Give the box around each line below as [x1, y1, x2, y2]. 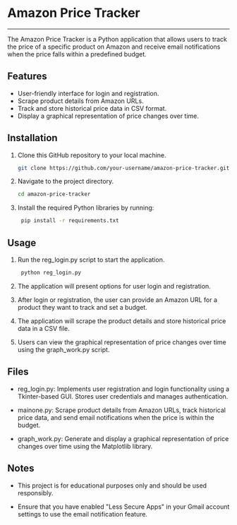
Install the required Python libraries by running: [17, 203, 154, 212]
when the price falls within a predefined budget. [7, 49, 147, 58]
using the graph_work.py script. [17, 345, 110, 354]
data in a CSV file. [17, 324, 71, 332]
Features [7, 71, 47, 83]
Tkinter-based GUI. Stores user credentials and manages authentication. [17, 392, 229, 400]
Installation [7, 132, 58, 144]
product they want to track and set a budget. [17, 303, 148, 311]
